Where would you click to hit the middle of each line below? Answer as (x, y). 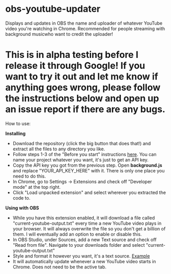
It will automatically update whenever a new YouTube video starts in (84, 261)
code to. (22, 198)
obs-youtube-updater (53, 9)
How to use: (18, 123)
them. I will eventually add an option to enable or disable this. (77, 234)
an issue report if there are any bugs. (85, 110)
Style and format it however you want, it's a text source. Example (81, 256)
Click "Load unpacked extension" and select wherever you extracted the (89, 192)
